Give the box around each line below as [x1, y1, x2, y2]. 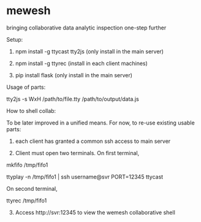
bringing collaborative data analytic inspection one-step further [6, 24, 167, 31]
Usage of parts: [6, 83, 46, 91]
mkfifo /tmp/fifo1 [6, 161, 48, 169]
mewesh [6, 4, 51, 18]
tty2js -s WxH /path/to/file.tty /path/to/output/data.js [6, 95, 139, 102]
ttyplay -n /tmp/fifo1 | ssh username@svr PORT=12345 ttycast [6, 173, 164, 180]
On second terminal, [6, 185, 58, 192]
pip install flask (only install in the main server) [15, 71, 133, 78]
